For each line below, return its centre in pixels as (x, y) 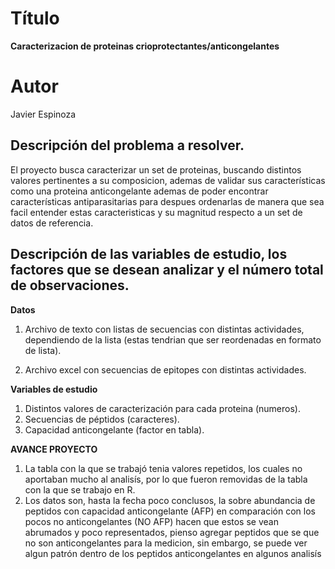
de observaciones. (70, 285)
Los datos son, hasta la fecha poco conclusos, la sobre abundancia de (170, 500)
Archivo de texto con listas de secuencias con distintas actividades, (164, 329)
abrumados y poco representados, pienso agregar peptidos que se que (172, 532)
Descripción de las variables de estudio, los (149, 254)
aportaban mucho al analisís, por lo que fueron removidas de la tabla (166, 479)
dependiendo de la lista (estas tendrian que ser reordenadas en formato (173, 339)
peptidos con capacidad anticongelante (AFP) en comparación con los (170, 511)
